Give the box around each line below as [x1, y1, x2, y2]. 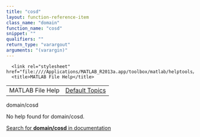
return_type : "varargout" [6, 42, 70, 48]
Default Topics [65, 86, 106, 94]
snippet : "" [6, 31, 36, 37]
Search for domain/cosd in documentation [6, 124, 111, 131]
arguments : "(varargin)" [6, 47, 68, 53]
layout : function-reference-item [6, 14, 89, 20]
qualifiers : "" [6, 36, 44, 42]
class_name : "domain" [6, 20, 60, 26]
